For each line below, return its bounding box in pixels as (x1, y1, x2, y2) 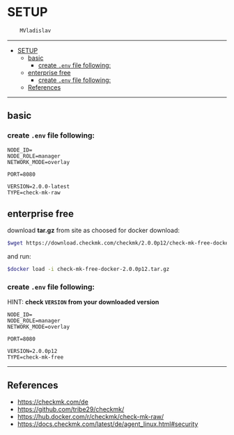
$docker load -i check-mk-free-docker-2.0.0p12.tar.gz (7, 265, 170, 273)
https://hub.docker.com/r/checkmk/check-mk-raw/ (17, 413, 164, 421)
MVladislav (19, 27, 52, 34)
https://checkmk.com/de (17, 397, 88, 407)
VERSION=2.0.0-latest (7, 183, 70, 190)
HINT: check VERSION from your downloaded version (7, 298, 159, 306)
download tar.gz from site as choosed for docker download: (7, 227, 180, 235)
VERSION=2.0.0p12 (7, 348, 58, 355)
